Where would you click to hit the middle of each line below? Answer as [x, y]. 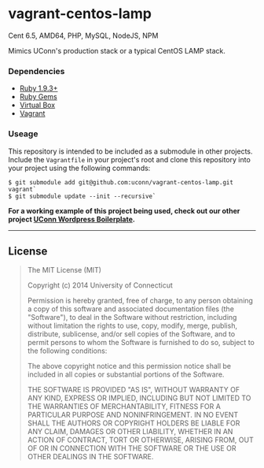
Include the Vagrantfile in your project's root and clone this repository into [130, 159]
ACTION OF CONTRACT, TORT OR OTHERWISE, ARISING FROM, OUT [140, 440]
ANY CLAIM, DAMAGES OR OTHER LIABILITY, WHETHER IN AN [130, 432]
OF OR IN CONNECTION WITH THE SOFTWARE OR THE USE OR [132, 448]
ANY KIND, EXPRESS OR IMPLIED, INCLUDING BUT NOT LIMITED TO [139, 398]
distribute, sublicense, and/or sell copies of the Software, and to [131, 334]
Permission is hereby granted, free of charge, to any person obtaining [140, 301]
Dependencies [37, 71]
